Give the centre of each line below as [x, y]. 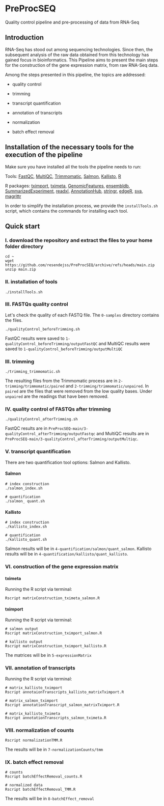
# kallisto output [24, 642]
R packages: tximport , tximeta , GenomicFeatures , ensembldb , [68, 186]
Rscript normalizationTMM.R [34, 740]
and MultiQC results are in [123, 434]
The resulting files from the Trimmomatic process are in [61, 381]
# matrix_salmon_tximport [31, 700]
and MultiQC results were [124, 343]
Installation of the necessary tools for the [69, 147]
